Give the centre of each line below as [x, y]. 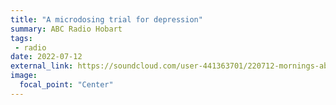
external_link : [42, 66]
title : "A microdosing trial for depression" [106, 19]
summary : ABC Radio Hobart [66, 29]
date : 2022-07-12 [46, 57]
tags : [21, 38]
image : [24, 76]
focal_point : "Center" [66, 85]
